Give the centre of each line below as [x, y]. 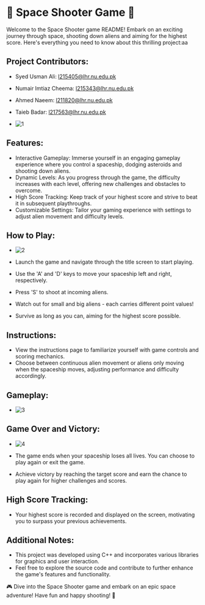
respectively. [31, 280]
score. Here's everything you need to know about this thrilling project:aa [97, 42]
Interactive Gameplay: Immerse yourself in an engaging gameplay [98, 158]
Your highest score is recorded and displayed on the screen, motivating [105, 514]
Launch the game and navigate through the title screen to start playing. [104, 262]
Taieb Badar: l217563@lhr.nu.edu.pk [60, 112]
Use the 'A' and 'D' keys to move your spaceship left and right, [93, 274]
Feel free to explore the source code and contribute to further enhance [104, 568]
